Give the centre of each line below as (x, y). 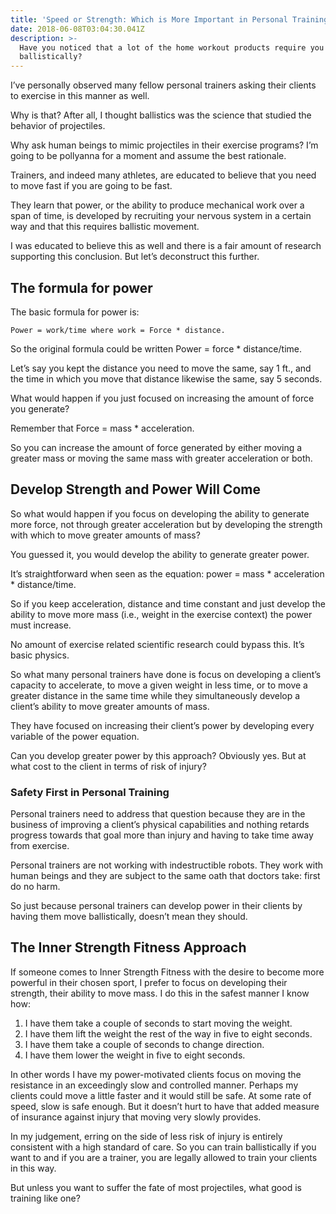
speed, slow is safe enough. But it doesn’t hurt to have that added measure (165, 1106)
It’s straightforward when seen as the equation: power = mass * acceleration (167, 573)
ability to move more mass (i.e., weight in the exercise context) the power (161, 614)
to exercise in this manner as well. (80, 96)
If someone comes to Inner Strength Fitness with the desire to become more (167, 972)
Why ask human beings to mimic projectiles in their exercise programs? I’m (164, 145)
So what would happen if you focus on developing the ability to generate (160, 513)
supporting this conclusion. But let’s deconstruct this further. (135, 257)
